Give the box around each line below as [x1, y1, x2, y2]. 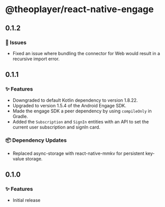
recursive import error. [12, 56, 60, 62]
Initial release [12, 197, 40, 203]
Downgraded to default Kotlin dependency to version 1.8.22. [12, 97, 138, 103]
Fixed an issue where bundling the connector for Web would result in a [12, 50, 160, 56]
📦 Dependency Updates [5, 137, 67, 144]
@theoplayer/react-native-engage [5, 4, 154, 15]
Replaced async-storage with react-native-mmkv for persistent [12, 150, 145, 156]
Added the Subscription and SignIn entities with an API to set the [12, 118, 149, 125]
